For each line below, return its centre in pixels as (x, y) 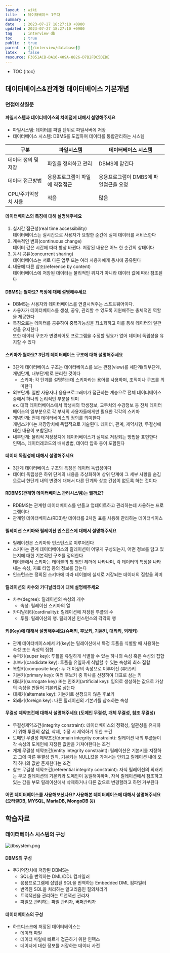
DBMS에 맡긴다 (116, 163)
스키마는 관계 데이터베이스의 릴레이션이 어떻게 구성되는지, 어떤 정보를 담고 (86, 549)
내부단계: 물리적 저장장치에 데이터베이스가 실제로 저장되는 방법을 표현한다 (85, 436)
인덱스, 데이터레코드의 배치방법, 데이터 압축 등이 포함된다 (69, 443)
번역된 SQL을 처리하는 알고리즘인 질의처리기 (64, 889)
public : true (21, 43)
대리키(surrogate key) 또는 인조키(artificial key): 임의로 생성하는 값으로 (83, 681)
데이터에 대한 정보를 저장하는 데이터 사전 (60, 946)
